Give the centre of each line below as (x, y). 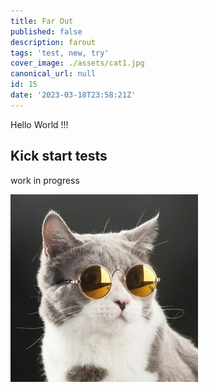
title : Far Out (42, 21)
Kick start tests (59, 156)
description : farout (53, 42)
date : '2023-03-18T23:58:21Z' (73, 95)
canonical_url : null (53, 74)
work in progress (45, 180)
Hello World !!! (39, 124)
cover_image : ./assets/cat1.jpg (77, 63)
